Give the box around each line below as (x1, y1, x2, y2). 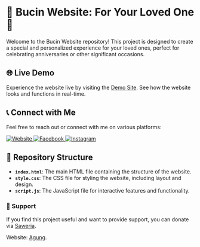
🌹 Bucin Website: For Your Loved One (6, 5, 195, 19)
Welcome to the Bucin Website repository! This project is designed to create (6, 38, 193, 45)
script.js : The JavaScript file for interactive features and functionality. (14, 187, 190, 194)
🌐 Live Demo (6, 68, 55, 78)
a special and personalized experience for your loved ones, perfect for (6, 44, 180, 51)
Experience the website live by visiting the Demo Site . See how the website (6, 84, 191, 91)
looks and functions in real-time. (6, 90, 86, 97)
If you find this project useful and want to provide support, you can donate (6, 215, 189, 223)
